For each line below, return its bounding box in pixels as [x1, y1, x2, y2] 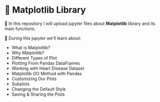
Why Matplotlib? [11, 50, 45, 56]
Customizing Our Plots [11, 76, 57, 82]
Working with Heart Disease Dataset [11, 65, 85, 71]
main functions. [4, 25, 36, 31]
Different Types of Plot [11, 55, 57, 61]
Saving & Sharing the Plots [11, 91, 65, 97]
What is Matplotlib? [11, 44, 51, 50]
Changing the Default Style [11, 86, 66, 92]
